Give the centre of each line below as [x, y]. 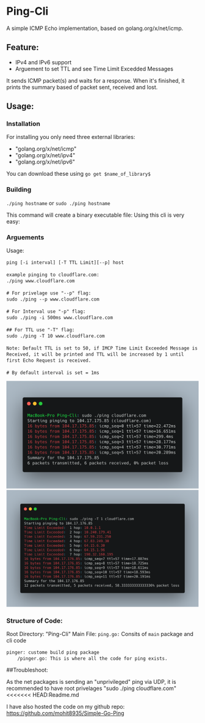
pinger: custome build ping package [53, 652]
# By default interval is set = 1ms [53, 373]
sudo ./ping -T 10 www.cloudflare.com [56, 336]
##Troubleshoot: [27, 670]
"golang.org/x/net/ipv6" [45, 162]
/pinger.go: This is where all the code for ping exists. [92, 658]
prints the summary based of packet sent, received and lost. [82, 87]
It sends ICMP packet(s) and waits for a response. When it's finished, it [95, 80]
